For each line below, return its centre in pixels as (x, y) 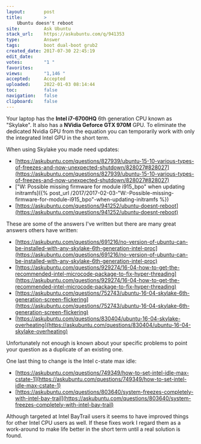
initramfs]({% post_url (42, 193)
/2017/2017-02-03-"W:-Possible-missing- (122, 193)
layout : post (31, 12)
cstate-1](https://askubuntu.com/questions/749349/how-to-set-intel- (101, 379)
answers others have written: (42, 230)
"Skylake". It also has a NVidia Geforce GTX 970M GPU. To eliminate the (96, 125)
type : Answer (33, 40)
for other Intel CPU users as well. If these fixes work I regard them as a (94, 422)
